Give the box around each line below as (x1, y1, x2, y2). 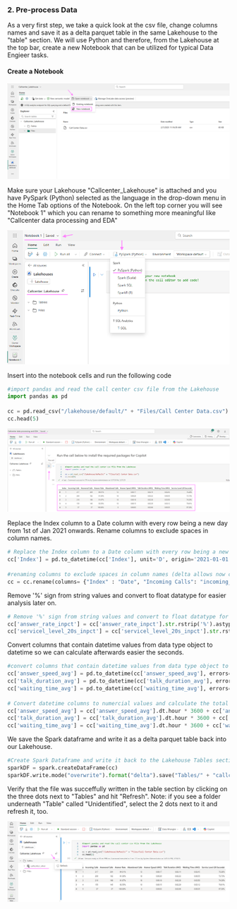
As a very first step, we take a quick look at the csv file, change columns (7, 21, 218, 30)
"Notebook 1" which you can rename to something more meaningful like (7, 209, 217, 217)
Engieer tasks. (7, 51, 49, 59)
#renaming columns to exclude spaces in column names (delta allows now (7, 571, 226, 578)
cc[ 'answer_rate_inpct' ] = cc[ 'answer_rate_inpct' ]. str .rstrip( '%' (7, 621, 210, 628)
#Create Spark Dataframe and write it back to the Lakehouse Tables (7, 757, 213, 764)
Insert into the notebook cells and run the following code (7, 371, 171, 379)
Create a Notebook (7, 67, 64, 75)
